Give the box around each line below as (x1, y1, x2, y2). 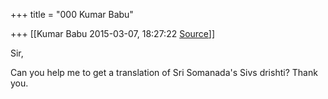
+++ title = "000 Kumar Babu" (10, 9, 134, 20)
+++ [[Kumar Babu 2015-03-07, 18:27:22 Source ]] (10, 28, 216, 39)
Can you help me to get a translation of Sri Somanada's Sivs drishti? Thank (10, 67, 318, 78)
